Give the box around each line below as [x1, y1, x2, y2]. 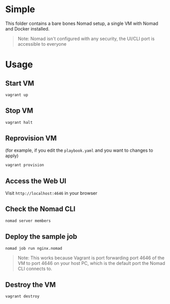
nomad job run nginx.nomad [5, 246, 62, 251]
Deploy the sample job [5, 232, 78, 241]
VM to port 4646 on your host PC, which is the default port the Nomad [17, 260, 165, 266]
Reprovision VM [5, 133, 57, 143]
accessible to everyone [17, 41, 67, 47]
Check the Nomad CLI [5, 205, 76, 214]
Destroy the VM [5, 280, 56, 289]
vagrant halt [5, 120, 33, 125]
